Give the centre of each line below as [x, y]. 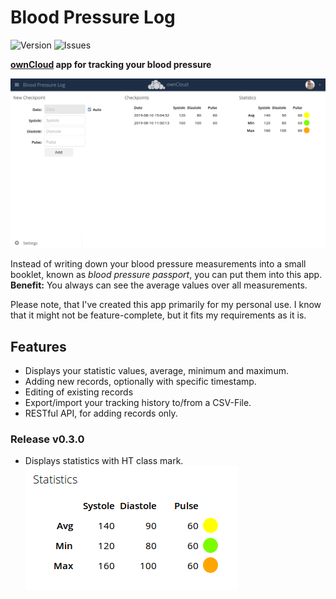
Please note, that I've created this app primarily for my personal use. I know [166, 305]
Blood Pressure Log [93, 17]
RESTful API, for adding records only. [101, 413]
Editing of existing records [79, 392]
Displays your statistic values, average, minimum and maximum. [156, 370]
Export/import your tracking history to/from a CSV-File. [138, 402]
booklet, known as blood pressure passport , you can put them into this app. [166, 275]
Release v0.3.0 [47, 439]
